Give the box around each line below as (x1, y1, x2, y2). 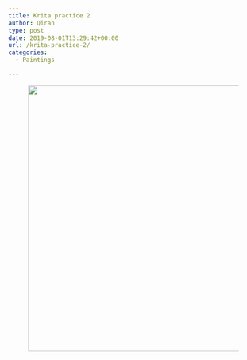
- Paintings (15, 56, 56, 64)
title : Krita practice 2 (8, 11, 91, 20)
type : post (8, 26, 44, 34)
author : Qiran (8, 19, 56, 27)
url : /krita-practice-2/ (8, 41, 91, 49)
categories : (8, 48, 48, 56)
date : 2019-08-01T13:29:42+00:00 (8, 33, 119, 42)
